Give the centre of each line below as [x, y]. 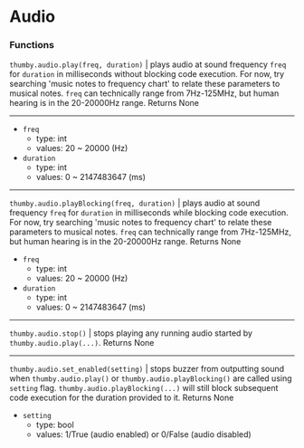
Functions [32, 45]
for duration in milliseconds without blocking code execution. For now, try [147, 74]
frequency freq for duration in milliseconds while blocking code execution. [149, 213]
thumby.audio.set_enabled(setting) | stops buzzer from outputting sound [147, 369]
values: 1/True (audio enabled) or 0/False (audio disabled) [143, 434]
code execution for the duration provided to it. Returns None [122, 398]
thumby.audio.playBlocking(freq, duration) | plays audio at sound [135, 203]
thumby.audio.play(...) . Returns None [82, 343]
